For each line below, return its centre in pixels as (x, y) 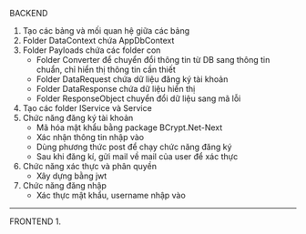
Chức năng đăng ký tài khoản (78, 118)
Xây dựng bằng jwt (71, 176)
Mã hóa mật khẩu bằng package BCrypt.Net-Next (129, 127)
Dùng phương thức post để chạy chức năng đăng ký (134, 147)
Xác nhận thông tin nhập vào (90, 137)
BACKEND (29, 13)
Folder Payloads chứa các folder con (92, 50)
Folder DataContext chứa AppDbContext (98, 41)
